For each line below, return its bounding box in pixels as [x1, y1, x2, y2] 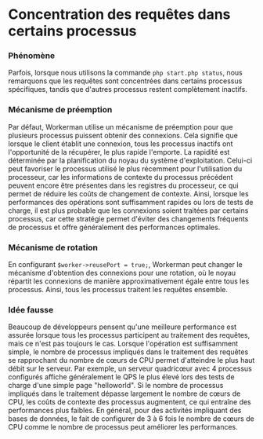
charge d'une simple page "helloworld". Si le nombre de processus [8, 381, 224, 390]
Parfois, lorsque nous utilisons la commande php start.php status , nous [8, 68, 243, 78]
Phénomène [8, 50, 56, 61]
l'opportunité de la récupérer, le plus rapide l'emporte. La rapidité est [8, 147, 230, 156]
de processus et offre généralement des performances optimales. [8, 222, 221, 232]
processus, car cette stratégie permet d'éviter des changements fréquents [8, 214, 249, 223]
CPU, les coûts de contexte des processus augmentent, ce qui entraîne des [8, 397, 252, 407]
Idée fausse [8, 305, 54, 315]
